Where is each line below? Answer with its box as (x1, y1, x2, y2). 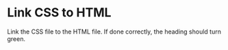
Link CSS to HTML (7, 5, 112, 21)
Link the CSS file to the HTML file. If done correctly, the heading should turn (7, 27, 221, 36)
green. (7, 34, 26, 42)
